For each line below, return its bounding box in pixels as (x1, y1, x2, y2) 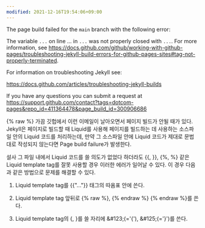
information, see (6, 44, 48, 51)
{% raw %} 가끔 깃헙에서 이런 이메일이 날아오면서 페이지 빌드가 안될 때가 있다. (6, 117, 193, 125)
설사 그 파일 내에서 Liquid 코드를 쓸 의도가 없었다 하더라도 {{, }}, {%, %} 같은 (6, 153, 190, 161)
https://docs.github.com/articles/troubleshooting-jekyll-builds (6, 80, 162, 88)
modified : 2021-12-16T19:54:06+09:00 (6, 9, 103, 15)
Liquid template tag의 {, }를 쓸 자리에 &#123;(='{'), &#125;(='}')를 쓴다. (15, 215, 188, 222)
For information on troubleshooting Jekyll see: (6, 68, 122, 76)
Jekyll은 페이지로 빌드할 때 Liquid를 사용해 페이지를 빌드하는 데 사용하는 (6, 125, 178, 133)
